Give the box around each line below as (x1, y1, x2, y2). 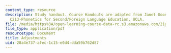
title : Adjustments (5, 36, 47, 41)
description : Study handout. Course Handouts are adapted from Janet (5, 12, 156, 17)
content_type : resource (5, 7, 56, 13)
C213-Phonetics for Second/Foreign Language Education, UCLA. (10, 17, 145, 22)
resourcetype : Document (5, 31, 56, 36)
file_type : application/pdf (5, 26, 65, 31)
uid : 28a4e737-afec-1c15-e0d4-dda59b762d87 (5, 40, 99, 45)
